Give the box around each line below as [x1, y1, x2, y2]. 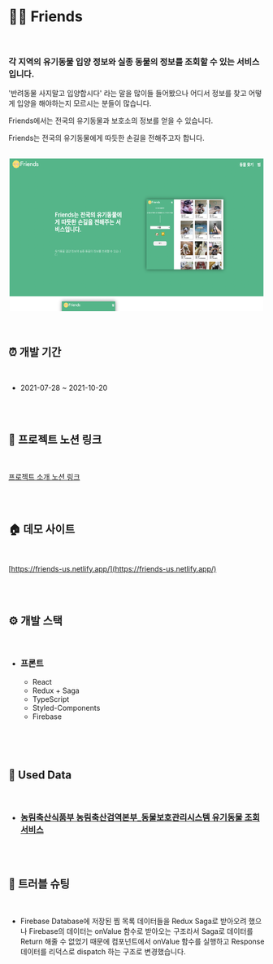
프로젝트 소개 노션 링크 [8, 471, 80, 481]
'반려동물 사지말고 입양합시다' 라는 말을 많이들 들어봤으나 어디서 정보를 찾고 [8, 89, 247, 99]
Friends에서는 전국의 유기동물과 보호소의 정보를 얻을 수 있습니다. [8, 116, 214, 125]
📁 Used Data [8, 769, 71, 782]
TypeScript [32, 694, 70, 703]
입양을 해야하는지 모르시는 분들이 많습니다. [16, 99, 152, 108]
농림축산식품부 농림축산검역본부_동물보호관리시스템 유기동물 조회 [19, 812, 260, 823]
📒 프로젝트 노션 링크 [8, 433, 102, 447]
